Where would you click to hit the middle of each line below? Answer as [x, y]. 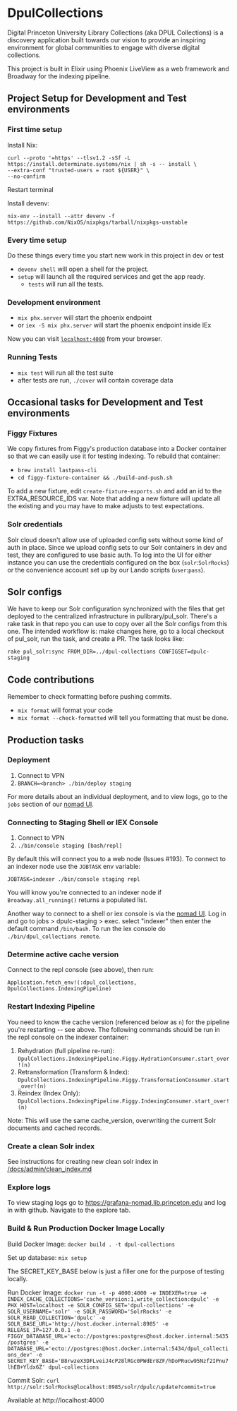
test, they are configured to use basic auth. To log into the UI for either [110, 555]
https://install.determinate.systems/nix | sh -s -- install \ [102, 164]
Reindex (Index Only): [49, 1093]
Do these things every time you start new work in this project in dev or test [116, 255]
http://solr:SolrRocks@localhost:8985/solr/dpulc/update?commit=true [112, 1387]
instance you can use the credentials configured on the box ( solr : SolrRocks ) [118, 562]
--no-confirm [26, 176]
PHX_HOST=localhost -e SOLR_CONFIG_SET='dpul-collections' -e [101, 1305]
